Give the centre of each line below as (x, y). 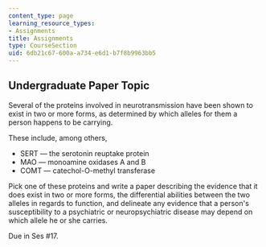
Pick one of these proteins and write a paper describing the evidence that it (133, 186)
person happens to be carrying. (61, 122)
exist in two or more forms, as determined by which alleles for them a (123, 113)
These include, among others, (58, 138)
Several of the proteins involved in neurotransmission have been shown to (131, 105)
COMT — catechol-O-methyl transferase (87, 171)
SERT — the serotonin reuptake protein (85, 153)
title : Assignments (41, 38)
